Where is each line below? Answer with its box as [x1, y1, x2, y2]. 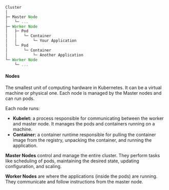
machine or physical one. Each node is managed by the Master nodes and [5, 90, 162, 96]
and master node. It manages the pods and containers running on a [12, 120, 155, 126]
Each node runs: [5, 105, 40, 111]
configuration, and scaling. [5, 163, 62, 169]
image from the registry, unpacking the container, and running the [12, 137, 152, 143]
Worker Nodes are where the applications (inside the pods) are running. [5, 173, 158, 179]
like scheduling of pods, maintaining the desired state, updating [5, 158, 139, 164]
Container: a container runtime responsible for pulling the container [12, 131, 156, 138]
